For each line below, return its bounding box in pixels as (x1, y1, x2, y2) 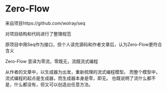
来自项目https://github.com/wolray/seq (5, 20, 86, 26)
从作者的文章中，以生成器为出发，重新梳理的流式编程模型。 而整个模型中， (5, 68, 160, 75)
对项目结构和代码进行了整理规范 (5, 30, 71, 36)
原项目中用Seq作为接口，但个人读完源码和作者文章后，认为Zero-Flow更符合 (5, 41, 162, 47)
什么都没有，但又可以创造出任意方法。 (14, 81, 93, 87)
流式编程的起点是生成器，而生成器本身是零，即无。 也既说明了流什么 (5, 75, 147, 81)
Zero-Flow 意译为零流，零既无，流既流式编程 (5, 58, 99, 64)
